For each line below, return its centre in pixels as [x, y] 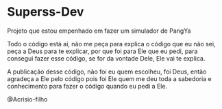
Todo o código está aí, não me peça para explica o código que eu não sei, [111, 44]
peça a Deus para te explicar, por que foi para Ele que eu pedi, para [102, 51]
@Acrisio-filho [27, 99]
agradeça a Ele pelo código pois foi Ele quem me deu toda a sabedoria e [110, 78]
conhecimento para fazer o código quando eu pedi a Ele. [87, 86]
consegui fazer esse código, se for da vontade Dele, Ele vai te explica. [106, 58]
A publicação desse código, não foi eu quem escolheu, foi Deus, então [107, 72]
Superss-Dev [46, 12]
